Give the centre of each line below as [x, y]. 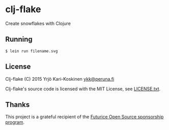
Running [19, 39]
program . [15, 122]
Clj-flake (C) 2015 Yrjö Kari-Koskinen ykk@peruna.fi [60, 79]
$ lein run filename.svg [32, 51]
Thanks [18, 104]
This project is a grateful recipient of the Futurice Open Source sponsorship [84, 117]
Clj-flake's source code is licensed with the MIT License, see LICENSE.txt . [83, 89]
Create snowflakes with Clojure [38, 23]
